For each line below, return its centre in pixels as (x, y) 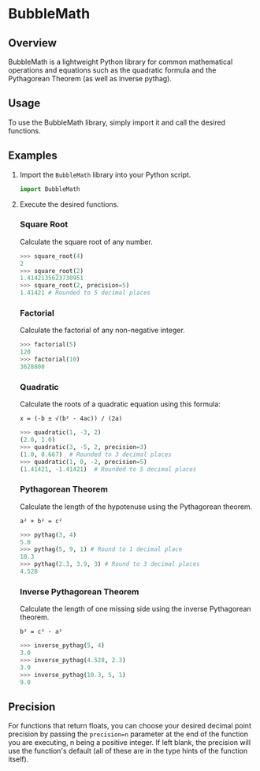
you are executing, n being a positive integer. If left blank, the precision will (129, 743)
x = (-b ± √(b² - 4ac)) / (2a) (71, 419)
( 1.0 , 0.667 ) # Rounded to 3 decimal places (95, 455)
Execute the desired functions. (69, 204)
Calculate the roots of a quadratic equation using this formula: (120, 404)
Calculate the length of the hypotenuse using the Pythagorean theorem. (136, 507)
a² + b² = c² (41, 521)
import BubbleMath (50, 189)
